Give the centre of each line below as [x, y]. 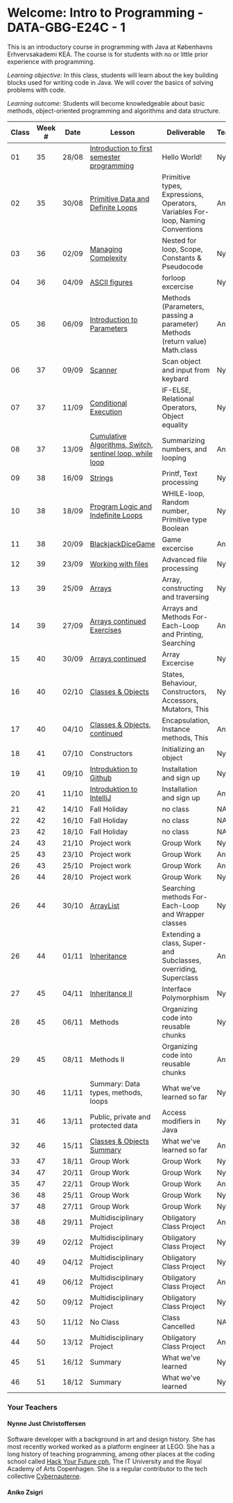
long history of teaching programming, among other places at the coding [111, 1454]
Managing [106, 249]
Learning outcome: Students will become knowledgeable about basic [106, 103]
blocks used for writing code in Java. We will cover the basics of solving [110, 82]
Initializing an [183, 749]
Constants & [182, 257]
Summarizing [183, 440]
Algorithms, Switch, [122, 444]
